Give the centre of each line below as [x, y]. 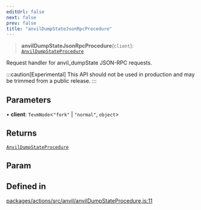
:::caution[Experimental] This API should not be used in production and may [100, 75]
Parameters [29, 100]
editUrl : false [25, 12]
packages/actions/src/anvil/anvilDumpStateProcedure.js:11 [80, 201]
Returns [22, 133]
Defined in [26, 186]
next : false [21, 17]
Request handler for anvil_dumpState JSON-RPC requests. [79, 63]
